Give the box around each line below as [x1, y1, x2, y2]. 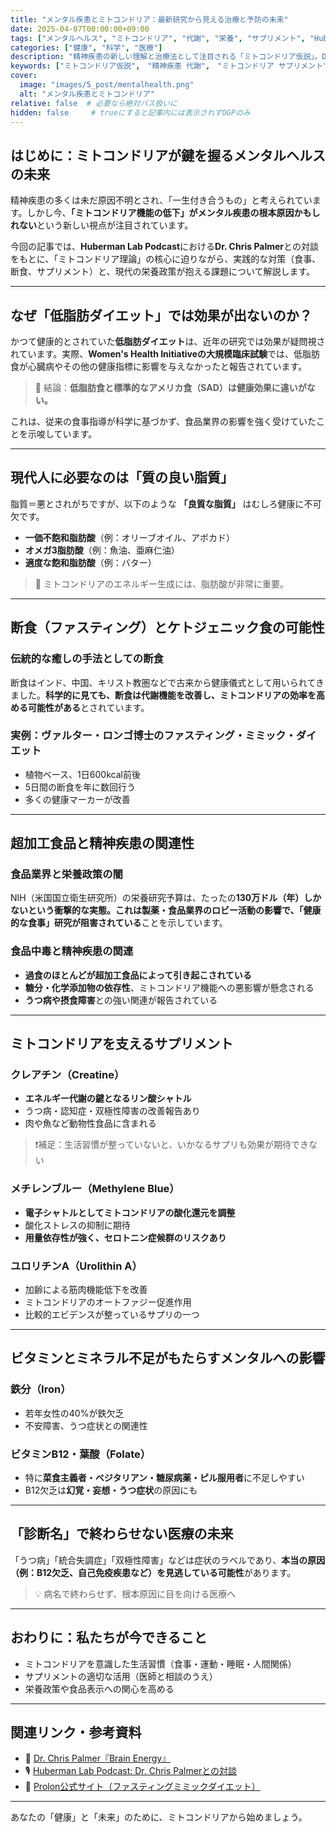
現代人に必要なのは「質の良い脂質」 [10, 469, 234, 486]
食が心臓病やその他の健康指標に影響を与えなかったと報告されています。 [10, 361, 308, 372]
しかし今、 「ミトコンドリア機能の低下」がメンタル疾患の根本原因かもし [26, 207, 321, 219]
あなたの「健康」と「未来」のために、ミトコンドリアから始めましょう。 [10, 1811, 308, 1823]
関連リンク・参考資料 [10, 1724, 142, 1741]
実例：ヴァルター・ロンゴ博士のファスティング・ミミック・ [10, 729, 297, 743]
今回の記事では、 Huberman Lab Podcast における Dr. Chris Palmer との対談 [10, 241, 319, 253]
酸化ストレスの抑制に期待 [24, 1219, 131, 1231]
